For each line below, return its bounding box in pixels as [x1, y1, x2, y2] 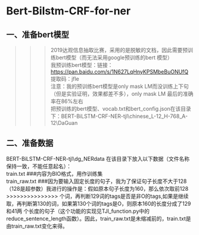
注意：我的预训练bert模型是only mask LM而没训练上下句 [50, 83, 189, 90]
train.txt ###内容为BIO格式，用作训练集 [6, 170, 103, 177]
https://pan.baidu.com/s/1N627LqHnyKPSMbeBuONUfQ [50, 68, 189, 75]
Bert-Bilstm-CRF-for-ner [6, 4, 131, 18]
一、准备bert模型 [6, 29, 70, 39]
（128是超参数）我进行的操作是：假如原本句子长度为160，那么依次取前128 [6, 185, 189, 192]
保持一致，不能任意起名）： [6, 163, 71, 170]
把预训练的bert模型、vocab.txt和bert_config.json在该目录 [50, 105, 192, 112]
